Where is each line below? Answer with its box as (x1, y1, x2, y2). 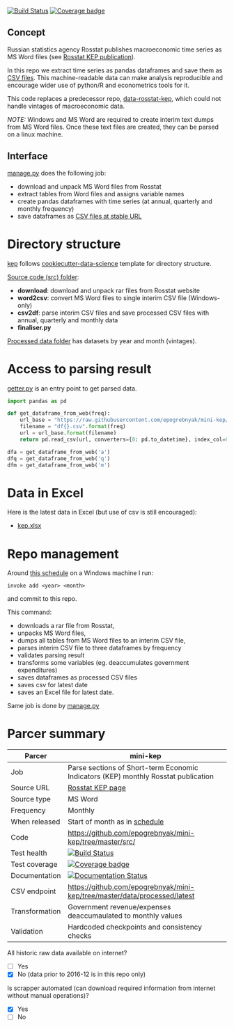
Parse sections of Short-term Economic (68, 763, 198, 773)
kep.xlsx (17, 522, 42, 530)
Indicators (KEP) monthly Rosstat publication (68, 771, 214, 781)
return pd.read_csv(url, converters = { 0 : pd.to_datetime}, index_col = (19, 436, 226, 443)
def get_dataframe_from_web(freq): (7, 410, 111, 417)
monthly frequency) (17, 204, 75, 212)
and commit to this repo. (7, 595, 78, 603)
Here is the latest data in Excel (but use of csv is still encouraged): (7, 508, 197, 517)
